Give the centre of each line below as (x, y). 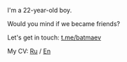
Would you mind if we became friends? (64, 24)
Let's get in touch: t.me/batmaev (54, 37)
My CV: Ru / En (29, 51)
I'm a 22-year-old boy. (40, 10)
